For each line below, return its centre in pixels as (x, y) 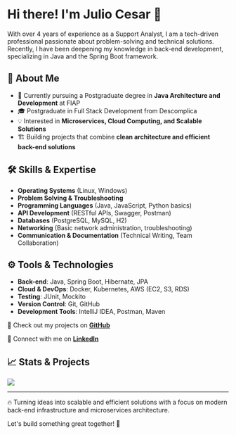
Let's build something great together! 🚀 (64, 424)
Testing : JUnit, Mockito (52, 297)
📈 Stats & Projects (48, 362)
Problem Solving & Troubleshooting (70, 198)
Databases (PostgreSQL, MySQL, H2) (72, 220)
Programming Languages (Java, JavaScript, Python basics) (104, 205)
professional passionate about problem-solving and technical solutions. (111, 41)
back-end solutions (46, 146)
